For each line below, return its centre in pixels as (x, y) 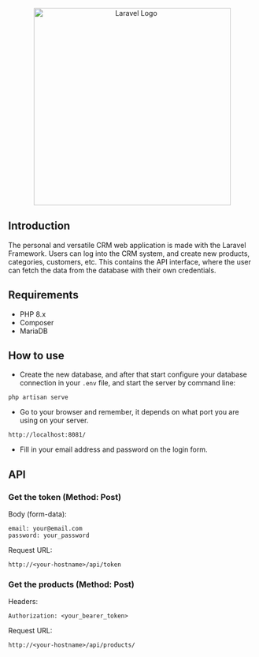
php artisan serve (38, 398)
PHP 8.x (33, 314)
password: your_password (49, 536)
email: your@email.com (45, 529)
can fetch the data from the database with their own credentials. (112, 270)
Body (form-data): (37, 514)
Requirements (43, 295)
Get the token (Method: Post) (65, 497)
